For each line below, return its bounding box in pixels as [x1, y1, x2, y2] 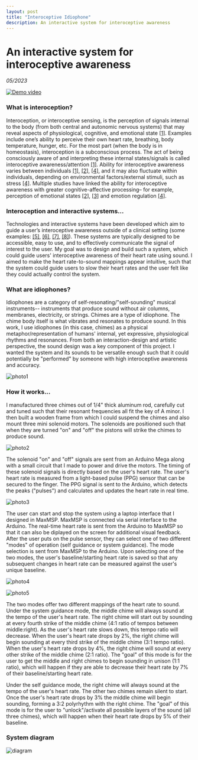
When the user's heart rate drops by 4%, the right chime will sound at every [6, 645, 191, 652]
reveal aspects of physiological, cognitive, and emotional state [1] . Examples [6, 129, 192, 137]
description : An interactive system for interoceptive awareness [6, 20, 170, 25]
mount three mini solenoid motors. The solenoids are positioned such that [6, 420, 186, 427]
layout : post [6, 8, 38, 15]
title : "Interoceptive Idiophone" [6, 14, 92, 20]
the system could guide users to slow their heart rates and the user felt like [6, 264, 189, 271]
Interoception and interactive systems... [6, 207, 124, 215]
